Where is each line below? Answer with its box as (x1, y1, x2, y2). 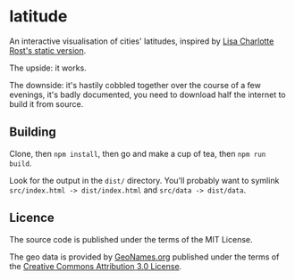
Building (9, 125, 56, 140)
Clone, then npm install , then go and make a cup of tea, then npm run (9, 148, 266, 159)
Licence (9, 210, 55, 226)
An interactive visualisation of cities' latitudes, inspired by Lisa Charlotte (9, 36, 274, 46)
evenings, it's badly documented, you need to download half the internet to (9, 89, 286, 100)
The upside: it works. (9, 62, 87, 73)
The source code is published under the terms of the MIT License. (9, 234, 253, 244)
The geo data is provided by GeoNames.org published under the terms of (9, 251, 280, 262)
